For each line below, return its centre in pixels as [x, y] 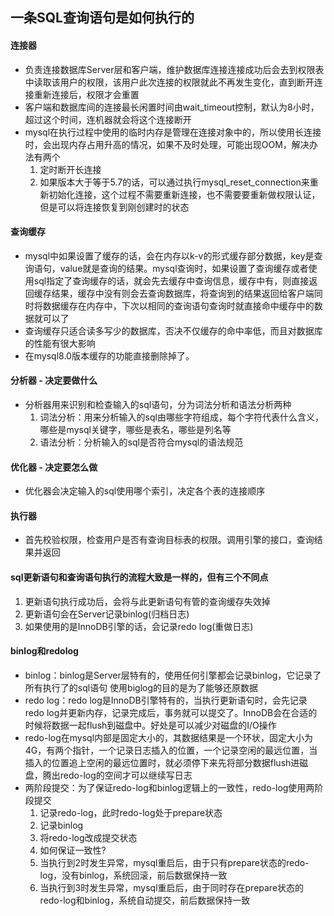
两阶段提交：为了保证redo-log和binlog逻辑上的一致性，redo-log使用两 [169, 787]
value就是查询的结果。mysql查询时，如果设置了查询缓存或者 [184, 268]
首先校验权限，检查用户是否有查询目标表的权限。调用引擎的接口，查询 [169, 540]
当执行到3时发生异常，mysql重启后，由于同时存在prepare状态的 [172, 887]
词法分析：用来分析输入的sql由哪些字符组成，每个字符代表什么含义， [181, 417]
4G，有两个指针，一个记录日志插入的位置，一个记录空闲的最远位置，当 [171, 750]
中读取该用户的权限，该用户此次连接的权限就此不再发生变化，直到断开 [169, 82]
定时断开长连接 [70, 169]
